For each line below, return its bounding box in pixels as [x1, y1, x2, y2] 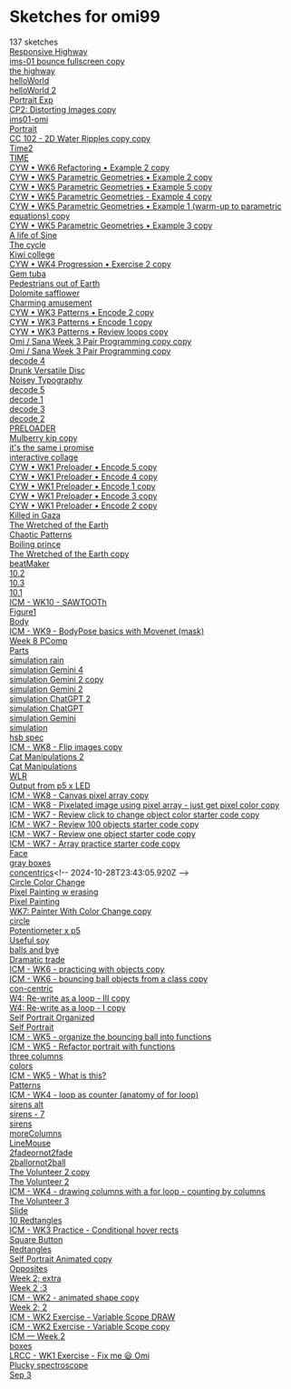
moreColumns [9, 1127, 63, 1138]
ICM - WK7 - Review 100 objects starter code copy [9, 818, 199, 829]
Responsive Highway [9, 45, 88, 56]
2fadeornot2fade [9, 1147, 73, 1158]
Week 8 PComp [9, 635, 68, 646]
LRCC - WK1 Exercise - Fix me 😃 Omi [9, 1350, 150, 1361]
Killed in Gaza [9, 509, 61, 520]
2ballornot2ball [9, 1156, 66, 1167]
